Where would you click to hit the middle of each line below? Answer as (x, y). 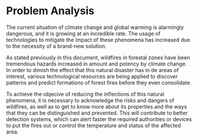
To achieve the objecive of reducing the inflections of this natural (85, 94)
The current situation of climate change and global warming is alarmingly (95, 27)
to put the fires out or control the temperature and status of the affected (94, 125)
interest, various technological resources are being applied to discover (92, 76)
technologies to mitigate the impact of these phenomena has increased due (98, 40)
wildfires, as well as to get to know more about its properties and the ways (97, 106)
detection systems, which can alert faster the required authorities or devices (99, 119)
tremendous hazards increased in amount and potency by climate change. (97, 64)
